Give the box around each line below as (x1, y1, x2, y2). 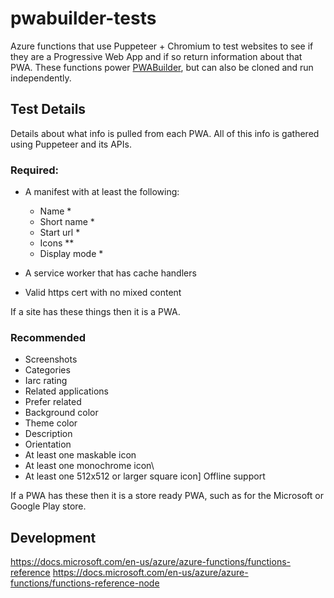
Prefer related (24, 396, 82, 408)
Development (10, 529, 97, 546)
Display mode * (39, 248, 104, 260)
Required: (10, 163, 60, 177)
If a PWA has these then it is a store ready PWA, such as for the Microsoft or (10, 490, 324, 502)
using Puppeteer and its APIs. (10, 138, 132, 150)
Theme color (24, 417, 78, 429)
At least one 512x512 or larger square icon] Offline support (24, 470, 266, 482)
